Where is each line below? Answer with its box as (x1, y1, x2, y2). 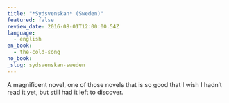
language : (7, 29, 36, 37)
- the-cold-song (13, 49, 60, 56)
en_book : (7, 42, 33, 49)
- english (13, 36, 42, 43)
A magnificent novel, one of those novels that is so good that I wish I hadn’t (7, 80, 222, 88)
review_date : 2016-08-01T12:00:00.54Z (7, 23, 119, 30)
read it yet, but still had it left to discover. (7, 88, 124, 96)
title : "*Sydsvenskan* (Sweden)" (7, 10, 104, 17)
